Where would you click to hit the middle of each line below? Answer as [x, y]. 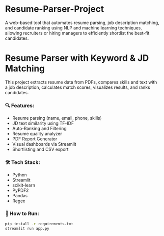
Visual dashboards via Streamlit [44, 144]
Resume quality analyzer [37, 134]
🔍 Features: [20, 105]
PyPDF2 [20, 190]
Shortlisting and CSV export [40, 149]
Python [19, 175]
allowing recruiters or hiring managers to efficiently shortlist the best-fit [77, 33]
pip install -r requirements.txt [39, 224]
